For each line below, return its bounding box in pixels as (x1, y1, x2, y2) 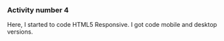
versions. (7, 28, 33, 36)
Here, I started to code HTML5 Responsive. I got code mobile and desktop (7, 21, 218, 29)
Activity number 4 (7, 5, 69, 15)
